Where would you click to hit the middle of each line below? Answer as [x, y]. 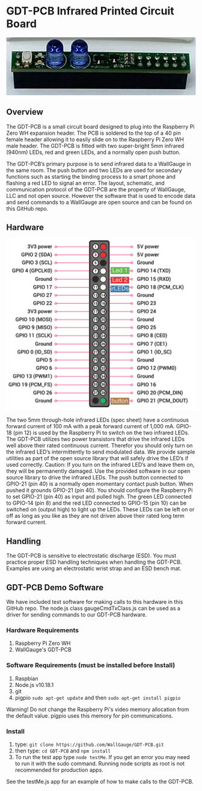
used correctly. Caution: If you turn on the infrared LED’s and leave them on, [100, 465]
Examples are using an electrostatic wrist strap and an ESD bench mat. [94, 568]
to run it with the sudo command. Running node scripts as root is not [100, 763]
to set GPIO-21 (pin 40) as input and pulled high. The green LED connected [99, 497]
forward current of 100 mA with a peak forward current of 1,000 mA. [91, 426]
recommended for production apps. [59, 770]
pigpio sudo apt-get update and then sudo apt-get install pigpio [98, 697]
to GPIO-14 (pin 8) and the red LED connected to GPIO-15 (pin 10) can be [96, 503]
